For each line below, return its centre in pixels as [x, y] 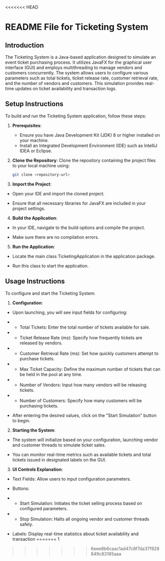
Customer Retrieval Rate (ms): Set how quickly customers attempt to [89, 353]
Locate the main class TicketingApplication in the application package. [84, 256]
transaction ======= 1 [36, 539]
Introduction [25, 45]
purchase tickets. [37, 358]
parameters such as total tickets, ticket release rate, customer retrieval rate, [82, 78]
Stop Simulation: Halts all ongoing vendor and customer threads [84, 519]
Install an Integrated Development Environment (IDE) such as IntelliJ [88, 146]
